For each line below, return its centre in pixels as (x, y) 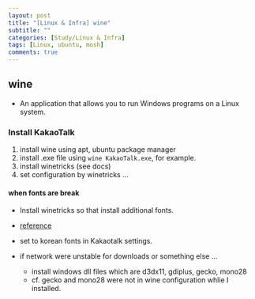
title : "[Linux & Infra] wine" (60, 23)
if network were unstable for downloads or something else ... (118, 256)
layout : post (30, 15)
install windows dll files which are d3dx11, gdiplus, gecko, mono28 (139, 272)
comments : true (33, 52)
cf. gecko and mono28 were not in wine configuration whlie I (130, 280)
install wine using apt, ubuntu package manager (97, 149)
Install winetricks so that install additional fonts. (96, 210)
